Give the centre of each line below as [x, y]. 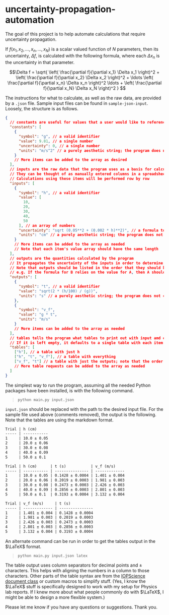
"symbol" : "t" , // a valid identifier [59, 287]
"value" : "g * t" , [38, 315]
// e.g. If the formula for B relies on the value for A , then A [80, 272]
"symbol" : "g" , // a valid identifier [59, 137]
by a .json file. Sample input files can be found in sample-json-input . [77, 103]
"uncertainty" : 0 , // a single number [59, 146]
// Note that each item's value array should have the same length [86, 249]
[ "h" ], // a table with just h [47, 352]
